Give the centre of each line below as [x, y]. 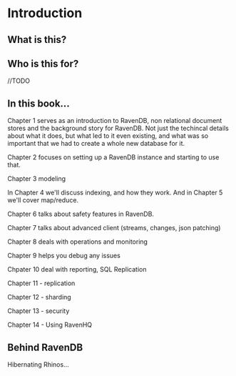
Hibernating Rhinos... [38, 365]
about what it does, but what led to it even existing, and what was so [108, 136]
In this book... [39, 103]
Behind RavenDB [45, 347]
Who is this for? [43, 63]
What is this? [37, 40]
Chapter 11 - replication [41, 283]
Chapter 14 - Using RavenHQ [50, 325]
